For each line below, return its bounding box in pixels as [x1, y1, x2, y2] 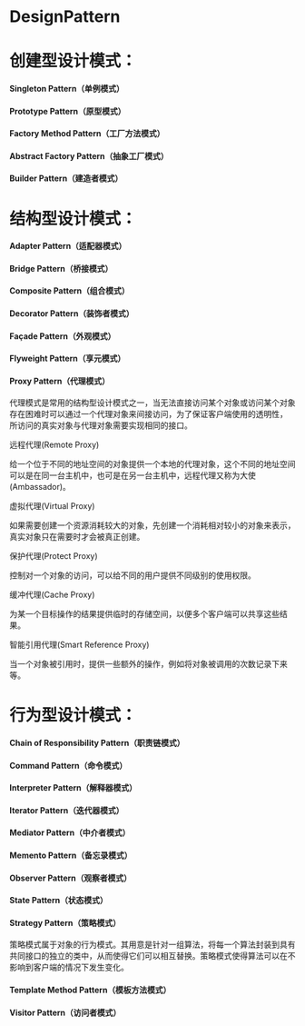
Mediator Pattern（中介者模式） [9, 827, 131, 838]
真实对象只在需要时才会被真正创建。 [9, 532, 145, 543]
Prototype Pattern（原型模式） [9, 105, 126, 116]
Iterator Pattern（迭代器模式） [9, 804, 124, 815]
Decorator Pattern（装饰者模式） [9, 307, 134, 319]
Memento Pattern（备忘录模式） [9, 850, 133, 861]
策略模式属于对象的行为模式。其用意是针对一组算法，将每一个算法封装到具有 [9, 939, 296, 951]
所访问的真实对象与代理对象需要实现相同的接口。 [9, 420, 192, 431]
